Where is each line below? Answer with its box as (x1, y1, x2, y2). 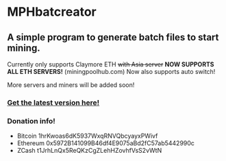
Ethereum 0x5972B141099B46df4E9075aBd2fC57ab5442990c (16, 139, 195, 147)
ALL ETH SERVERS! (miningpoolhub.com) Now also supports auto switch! (7, 68, 216, 75)
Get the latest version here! (7, 97, 100, 107)
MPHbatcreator (7, 4, 97, 20)
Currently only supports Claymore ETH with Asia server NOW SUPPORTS (7, 60, 214, 69)
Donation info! (7, 116, 56, 125)
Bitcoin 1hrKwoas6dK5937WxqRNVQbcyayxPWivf (16, 132, 158, 140)
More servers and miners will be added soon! (7, 81, 135, 89)
